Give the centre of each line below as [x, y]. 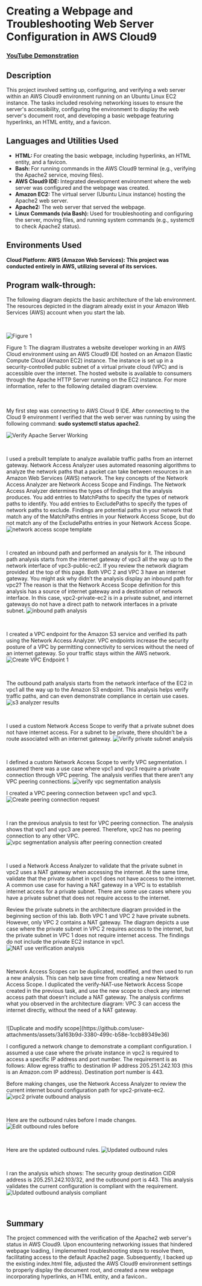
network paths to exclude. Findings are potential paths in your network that [99, 510]
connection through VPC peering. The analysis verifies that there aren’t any [100, 775]
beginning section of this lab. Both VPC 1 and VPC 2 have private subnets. [98, 916]
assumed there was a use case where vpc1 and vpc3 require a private [93, 768]
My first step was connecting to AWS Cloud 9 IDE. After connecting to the [98, 411]
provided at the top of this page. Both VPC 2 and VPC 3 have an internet [96, 572]
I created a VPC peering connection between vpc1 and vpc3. [82, 793]
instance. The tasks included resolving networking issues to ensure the [95, 102]
